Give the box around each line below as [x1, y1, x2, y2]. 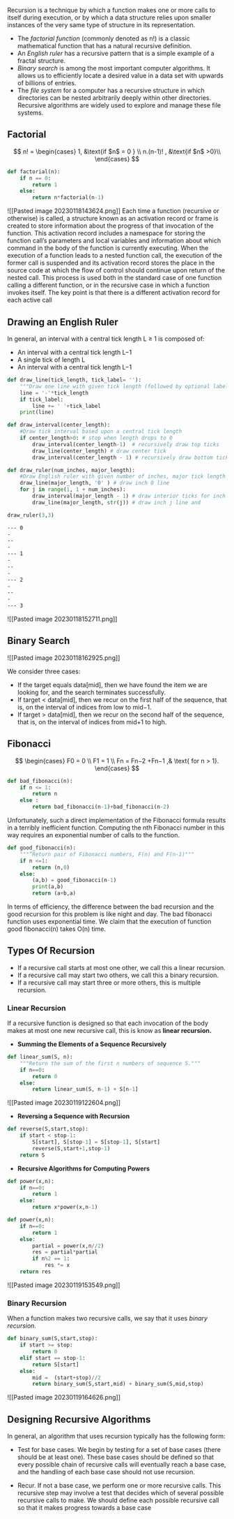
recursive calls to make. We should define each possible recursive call [17, 1496, 219, 1504]
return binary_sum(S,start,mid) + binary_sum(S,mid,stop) [32, 1381, 204, 1388]
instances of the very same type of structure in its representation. [7, 21, 196, 29]
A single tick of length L [17, 355, 86, 364]
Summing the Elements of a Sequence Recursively [17, 1040, 167, 1048]
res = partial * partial [32, 1249, 98, 1256]
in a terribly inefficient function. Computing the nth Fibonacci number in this [7, 823, 225, 832]
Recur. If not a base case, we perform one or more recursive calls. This [17, 1481, 221, 1490]
